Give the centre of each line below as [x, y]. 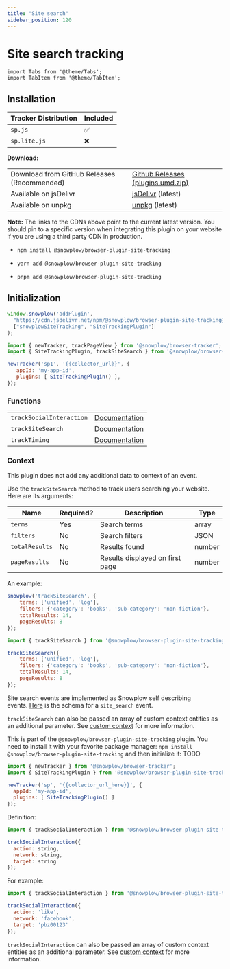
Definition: [22, 817]
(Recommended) [38, 183]
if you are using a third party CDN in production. [75, 237]
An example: [25, 583]
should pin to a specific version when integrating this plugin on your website [115, 229]
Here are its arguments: [40, 496]
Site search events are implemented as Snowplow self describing [99, 698]
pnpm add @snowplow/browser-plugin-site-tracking [89, 277]
